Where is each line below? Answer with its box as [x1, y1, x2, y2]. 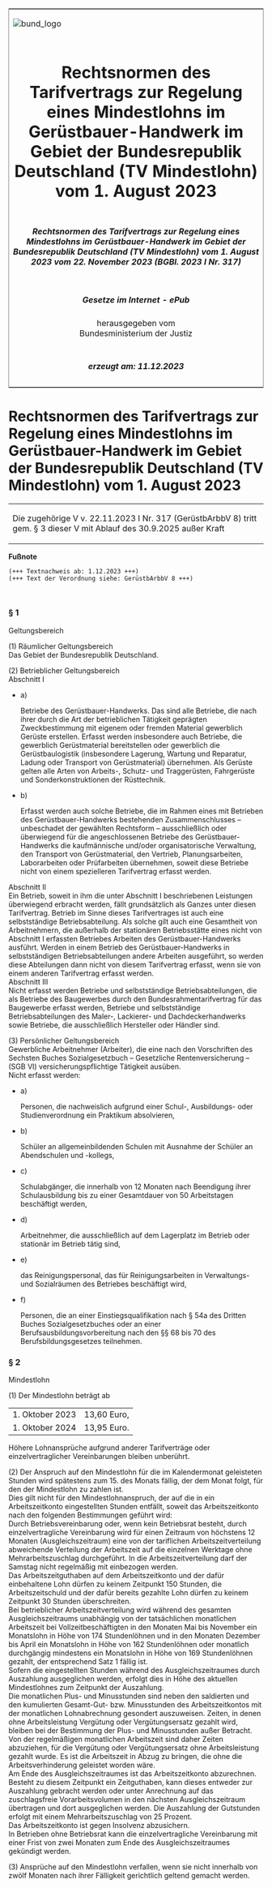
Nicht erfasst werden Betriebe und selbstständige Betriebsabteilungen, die [8, 985, 257, 995]
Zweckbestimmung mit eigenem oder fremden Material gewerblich [19, 723, 243, 732]
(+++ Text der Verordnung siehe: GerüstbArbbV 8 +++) [8, 574, 194, 582]
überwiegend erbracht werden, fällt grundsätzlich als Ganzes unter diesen [8, 899, 257, 909]
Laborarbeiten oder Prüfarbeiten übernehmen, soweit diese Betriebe [19, 857, 249, 867]
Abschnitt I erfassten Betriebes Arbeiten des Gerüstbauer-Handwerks [8, 933, 241, 943]
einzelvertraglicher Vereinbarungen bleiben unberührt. [8, 1452, 190, 1461]
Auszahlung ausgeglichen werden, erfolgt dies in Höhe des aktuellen [8, 1674, 238, 1684]
